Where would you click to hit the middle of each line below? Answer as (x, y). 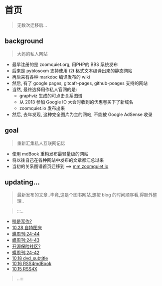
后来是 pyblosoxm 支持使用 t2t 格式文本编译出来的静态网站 (72, 70)
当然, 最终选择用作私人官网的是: (44, 89)
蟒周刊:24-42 (26, 252)
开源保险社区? (26, 246)
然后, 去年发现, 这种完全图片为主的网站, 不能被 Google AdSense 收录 (82, 114)
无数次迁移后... (32, 25)
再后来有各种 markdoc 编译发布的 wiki (51, 77)
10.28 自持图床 (27, 227)
